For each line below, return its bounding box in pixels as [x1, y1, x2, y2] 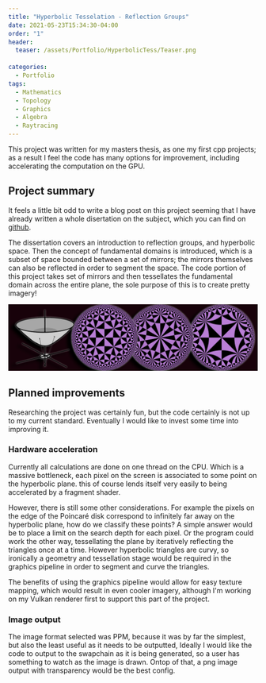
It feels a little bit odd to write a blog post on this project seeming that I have [8, 205, 256, 214]
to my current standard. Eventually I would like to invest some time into [8, 415, 239, 425]
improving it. [8, 424, 49, 434]
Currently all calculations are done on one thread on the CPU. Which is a [8, 461, 244, 472]
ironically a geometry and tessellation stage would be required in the [8, 553, 232, 563]
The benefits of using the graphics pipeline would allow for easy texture [8, 577, 243, 587]
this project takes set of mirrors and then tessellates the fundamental [8, 271, 234, 281]
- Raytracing [15, 122, 59, 130]
